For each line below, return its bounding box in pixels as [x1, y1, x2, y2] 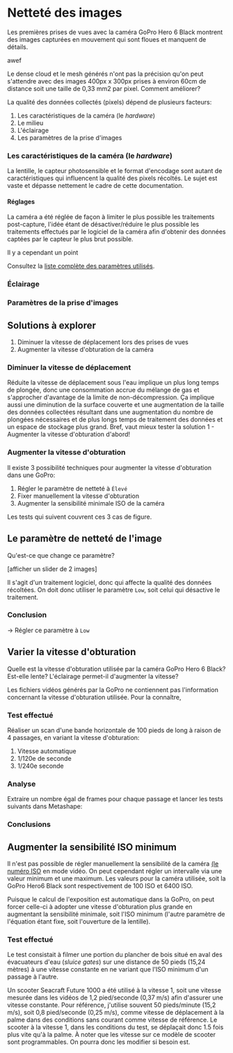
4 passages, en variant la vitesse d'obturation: [7, 733, 140, 741]
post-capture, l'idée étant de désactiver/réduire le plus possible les [7, 220, 200, 229]
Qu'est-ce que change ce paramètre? [7, 551, 115, 559]
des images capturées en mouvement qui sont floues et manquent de [7, 35, 207, 43]
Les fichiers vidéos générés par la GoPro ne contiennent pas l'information [7, 685, 219, 693]
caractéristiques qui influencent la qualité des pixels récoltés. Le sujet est [7, 174, 218, 182]
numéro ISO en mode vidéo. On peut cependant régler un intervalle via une [7, 867, 223, 875]
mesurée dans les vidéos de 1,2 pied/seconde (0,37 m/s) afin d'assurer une [7, 993, 224, 1002]
